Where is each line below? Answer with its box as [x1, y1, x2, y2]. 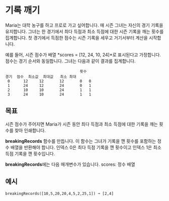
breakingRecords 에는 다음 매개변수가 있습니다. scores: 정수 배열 [5, 161, 135, 167]
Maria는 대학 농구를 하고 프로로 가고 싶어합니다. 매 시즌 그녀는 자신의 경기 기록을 [5, 22, 163, 28]
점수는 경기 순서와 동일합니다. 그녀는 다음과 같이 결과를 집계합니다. [5, 58, 136, 64]
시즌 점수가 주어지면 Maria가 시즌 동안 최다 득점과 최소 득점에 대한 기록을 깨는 [5, 121, 158, 127]
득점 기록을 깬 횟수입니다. [5, 150, 55, 156]
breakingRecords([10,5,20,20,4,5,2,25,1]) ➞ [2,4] [5, 191, 114, 196]
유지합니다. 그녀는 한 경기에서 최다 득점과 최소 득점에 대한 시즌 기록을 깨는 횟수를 [5, 28, 164, 34]
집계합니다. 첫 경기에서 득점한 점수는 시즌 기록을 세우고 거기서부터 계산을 [5, 35, 148, 41]
